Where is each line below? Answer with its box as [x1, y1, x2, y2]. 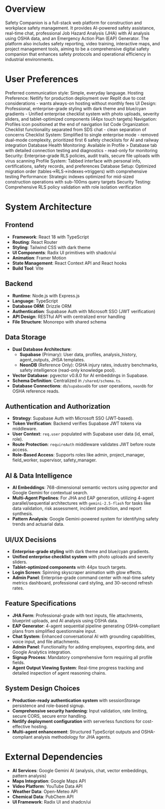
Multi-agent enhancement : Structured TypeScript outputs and [12, 729, 140, 735]
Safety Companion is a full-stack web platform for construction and [5, 20, 142, 26]
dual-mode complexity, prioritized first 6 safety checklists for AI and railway [5, 137, 159, 143]
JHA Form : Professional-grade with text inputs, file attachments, [12, 612, 143, 618]
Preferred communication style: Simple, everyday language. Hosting [5, 90, 144, 96]
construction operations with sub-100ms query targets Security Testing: [5, 179, 151, 185]
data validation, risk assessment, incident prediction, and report [12, 506, 142, 512]
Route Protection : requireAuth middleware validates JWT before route [12, 442, 156, 448]
